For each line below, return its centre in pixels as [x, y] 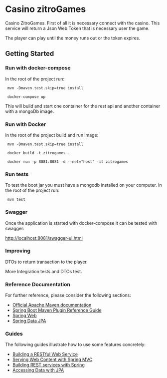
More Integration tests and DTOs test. [44, 271]
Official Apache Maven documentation [52, 305]
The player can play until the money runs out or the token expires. [73, 38]
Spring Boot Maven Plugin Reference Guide [57, 310]
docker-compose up [26, 97]
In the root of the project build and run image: [52, 135]
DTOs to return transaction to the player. [47, 262]
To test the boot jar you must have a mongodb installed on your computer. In [83, 185]
